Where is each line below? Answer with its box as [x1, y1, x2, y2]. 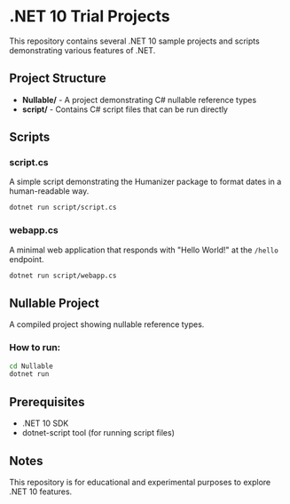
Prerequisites [9, 394, 85, 410]
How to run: [9, 341, 61, 354]
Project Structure [9, 71, 106, 86]
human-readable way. [9, 186, 90, 196]
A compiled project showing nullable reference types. [9, 319, 205, 330]
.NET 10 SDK [21, 418, 69, 428]
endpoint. [9, 253, 44, 264]
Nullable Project [9, 295, 99, 310]
